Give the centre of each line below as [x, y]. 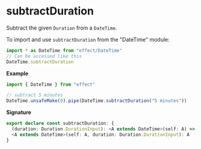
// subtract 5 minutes [35, 95]
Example [17, 73]
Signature [19, 112]
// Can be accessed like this [44, 56]
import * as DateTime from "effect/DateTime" [64, 50]
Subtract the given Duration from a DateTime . [62, 28]
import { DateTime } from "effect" [51, 84]
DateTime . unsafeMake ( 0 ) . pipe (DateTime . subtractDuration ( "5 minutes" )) [97, 101]
